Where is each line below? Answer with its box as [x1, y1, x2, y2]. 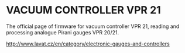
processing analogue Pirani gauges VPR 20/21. [6, 29, 119, 36]
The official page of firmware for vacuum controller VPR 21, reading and [6, 23, 180, 30]
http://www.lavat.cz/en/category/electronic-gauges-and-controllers [6, 40, 170, 47]
